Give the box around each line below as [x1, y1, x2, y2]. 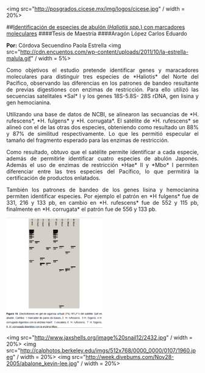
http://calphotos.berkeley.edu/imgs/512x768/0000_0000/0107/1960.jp [20, 347, 196, 354]
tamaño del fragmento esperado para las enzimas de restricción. [6, 137, 169, 144]
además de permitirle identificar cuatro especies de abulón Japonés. [6, 155, 199, 162]
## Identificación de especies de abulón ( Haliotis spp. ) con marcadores [6, 24, 185, 30]
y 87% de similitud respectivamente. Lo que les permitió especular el [6, 130, 199, 137]
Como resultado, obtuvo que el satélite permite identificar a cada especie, [6, 149, 199, 155]
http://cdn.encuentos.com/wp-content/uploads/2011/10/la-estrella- [20, 48, 189, 55]
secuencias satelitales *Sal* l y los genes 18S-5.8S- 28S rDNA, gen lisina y [6, 93, 199, 99]
